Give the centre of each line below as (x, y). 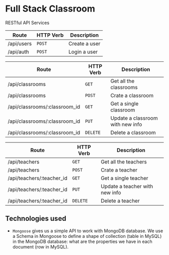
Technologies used (36, 219)
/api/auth (18, 52)
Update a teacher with (127, 186)
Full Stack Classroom (50, 9)
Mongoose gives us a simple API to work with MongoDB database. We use (88, 231)
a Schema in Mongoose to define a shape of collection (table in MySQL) (87, 236)
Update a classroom (134, 118)
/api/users (20, 43)
